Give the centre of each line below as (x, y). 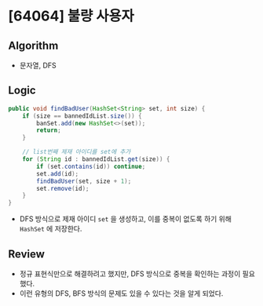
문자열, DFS (38, 65)
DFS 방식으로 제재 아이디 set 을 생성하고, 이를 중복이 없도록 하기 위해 (125, 219)
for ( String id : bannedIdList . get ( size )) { (96, 159)
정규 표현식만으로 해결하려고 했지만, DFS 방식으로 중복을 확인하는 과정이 (130, 274)
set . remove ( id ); (63, 188)
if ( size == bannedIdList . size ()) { (82, 116)
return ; (49, 130)
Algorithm (33, 45)
